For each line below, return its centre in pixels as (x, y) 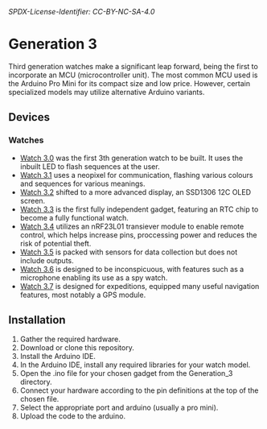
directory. (36, 382)
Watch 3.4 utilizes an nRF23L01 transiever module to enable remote (132, 226)
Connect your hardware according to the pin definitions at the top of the (139, 390)
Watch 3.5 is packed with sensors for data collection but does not (129, 252)
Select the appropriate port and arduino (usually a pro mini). (119, 408)
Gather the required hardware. (70, 339)
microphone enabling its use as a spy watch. (94, 278)
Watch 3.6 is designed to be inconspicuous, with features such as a (132, 269)
